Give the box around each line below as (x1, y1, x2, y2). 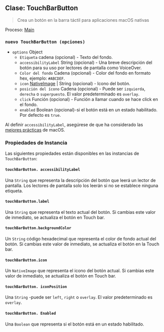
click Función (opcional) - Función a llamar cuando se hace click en (19, 96, 159, 102)
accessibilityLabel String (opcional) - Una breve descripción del (19, 59, 153, 66)
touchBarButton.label (5, 199, 50, 204)
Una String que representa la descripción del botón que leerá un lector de (5, 177, 156, 183)
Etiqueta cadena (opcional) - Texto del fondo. (19, 54, 113, 60)
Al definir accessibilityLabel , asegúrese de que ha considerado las (5, 122, 143, 128)
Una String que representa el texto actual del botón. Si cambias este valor (5, 209, 156, 215)
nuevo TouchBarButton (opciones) (5, 39, 85, 45)
